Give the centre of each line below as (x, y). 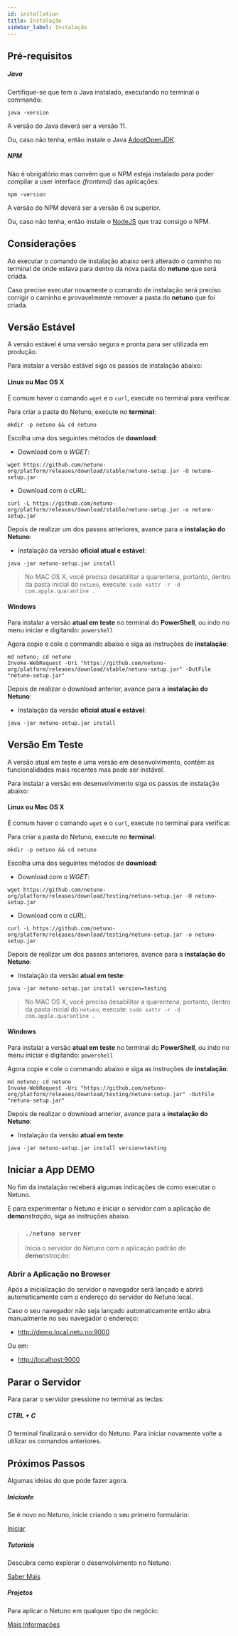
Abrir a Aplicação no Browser (59, 1274)
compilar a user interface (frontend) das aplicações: (83, 181)
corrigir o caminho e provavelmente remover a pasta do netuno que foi (111, 297)
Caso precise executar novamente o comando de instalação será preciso (114, 290)
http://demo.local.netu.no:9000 (64, 1332)
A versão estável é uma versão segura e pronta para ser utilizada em (108, 344)
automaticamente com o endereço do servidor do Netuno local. (100, 1297)
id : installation (33, 14)
